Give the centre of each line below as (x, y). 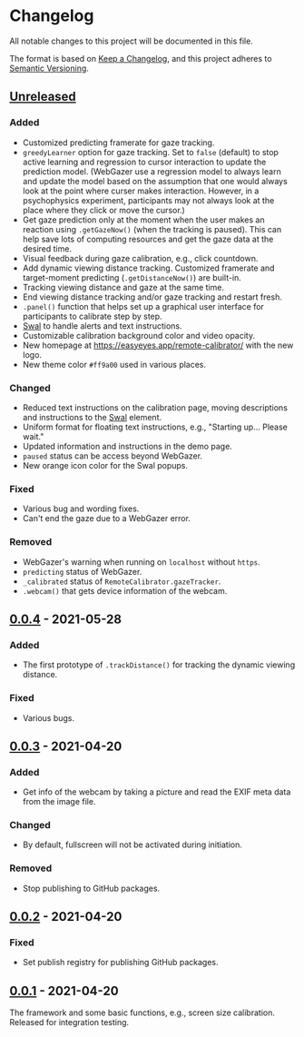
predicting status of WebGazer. (82, 571)
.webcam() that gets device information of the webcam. (125, 590)
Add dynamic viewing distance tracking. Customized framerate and (148, 268)
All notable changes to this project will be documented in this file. (132, 41)
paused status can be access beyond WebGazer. (112, 456)
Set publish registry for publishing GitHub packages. (121, 963)
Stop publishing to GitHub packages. (91, 888)
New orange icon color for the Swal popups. (105, 465)
